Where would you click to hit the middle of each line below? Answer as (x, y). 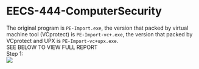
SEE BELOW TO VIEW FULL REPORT (52, 47)
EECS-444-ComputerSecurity (84, 11)
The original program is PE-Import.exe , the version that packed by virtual (97, 28)
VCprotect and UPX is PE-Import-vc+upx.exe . (62, 41)
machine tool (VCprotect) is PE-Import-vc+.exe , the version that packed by (100, 34)
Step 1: (15, 53)
